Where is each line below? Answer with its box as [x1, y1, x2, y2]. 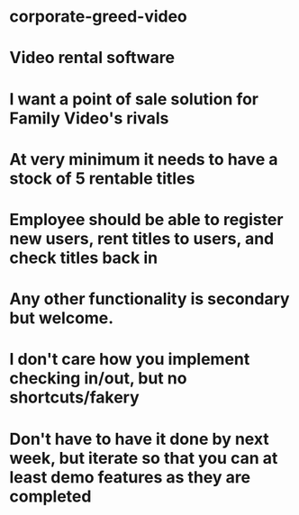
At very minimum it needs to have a [9, 149, 278, 169]
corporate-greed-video [9, 6, 187, 27]
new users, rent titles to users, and [9, 228, 275, 248]
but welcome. [9, 308, 114, 329]
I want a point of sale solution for [9, 88, 259, 109]
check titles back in [9, 248, 159, 267]
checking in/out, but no [9, 368, 187, 389]
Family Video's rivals [9, 108, 169, 128]
